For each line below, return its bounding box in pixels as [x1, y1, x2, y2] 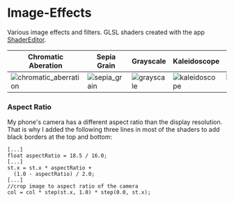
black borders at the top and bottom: [7, 133, 113, 141]
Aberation [29, 61, 63, 70]
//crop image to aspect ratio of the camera [7, 183, 139, 190]
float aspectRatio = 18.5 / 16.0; [7, 152, 108, 160]
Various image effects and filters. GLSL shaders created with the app [7, 28, 205, 36]
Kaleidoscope [173, 56, 220, 66]
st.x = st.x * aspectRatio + [7, 165, 92, 172]
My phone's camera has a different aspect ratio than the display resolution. [7, 118, 223, 126]
